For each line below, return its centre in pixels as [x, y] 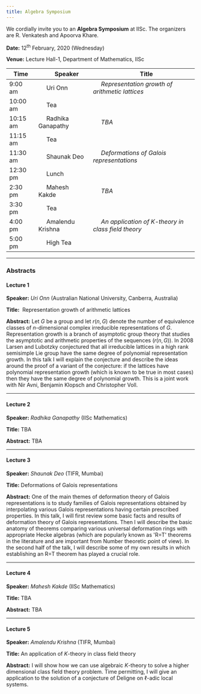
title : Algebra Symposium [38, 12]
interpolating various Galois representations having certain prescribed [92, 509]
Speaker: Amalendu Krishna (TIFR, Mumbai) [61, 642]
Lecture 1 [18, 285]
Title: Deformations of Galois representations [62, 485]
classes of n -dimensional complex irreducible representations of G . [89, 328]
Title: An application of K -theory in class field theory [71, 654]
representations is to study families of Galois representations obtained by [96, 503]
